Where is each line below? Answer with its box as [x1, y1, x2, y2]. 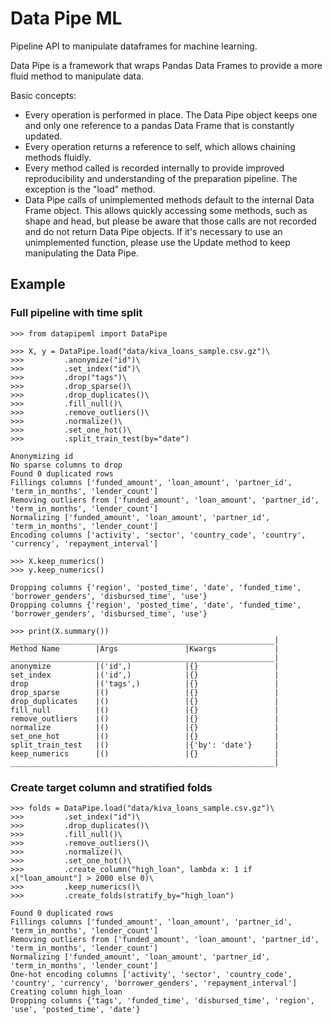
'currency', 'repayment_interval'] [10, 538, 159, 549]
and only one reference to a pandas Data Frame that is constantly [24, 119, 295, 131]
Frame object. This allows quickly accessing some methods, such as [24, 204, 308, 216]
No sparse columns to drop [10, 460, 123, 470]
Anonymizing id [10, 451, 74, 461]
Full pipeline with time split [10, 306, 143, 320]
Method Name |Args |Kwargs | [10, 643, 280, 654]
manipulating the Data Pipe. [24, 247, 139, 259]
